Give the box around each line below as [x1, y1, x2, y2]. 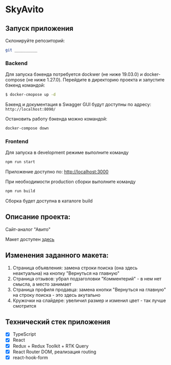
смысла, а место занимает [12, 281, 71, 287]
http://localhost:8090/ [5, 107, 56, 112]
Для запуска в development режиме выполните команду [5, 150, 129, 156]
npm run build [5, 189, 36, 194]
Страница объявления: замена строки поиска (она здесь [12, 265, 138, 271]
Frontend [5, 137, 29, 145]
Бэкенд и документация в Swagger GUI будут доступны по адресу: [5, 102, 152, 108]
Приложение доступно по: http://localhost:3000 [5, 169, 109, 175]
